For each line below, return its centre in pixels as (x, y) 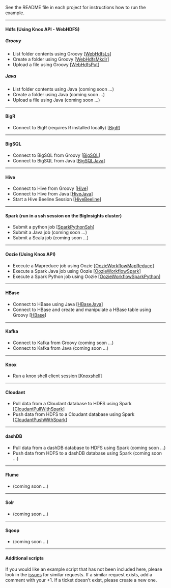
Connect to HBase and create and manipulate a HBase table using (82, 310)
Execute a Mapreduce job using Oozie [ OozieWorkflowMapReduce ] (83, 265)
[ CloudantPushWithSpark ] (40, 420)
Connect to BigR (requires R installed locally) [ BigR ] (66, 127)
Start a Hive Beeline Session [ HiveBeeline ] (57, 199)
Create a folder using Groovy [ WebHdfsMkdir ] (61, 59)
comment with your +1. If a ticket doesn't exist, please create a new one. (81, 580)
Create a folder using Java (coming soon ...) (59, 94)
